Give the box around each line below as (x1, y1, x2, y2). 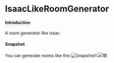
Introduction (5, 19, 30, 25)
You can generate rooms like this (5, 52, 71, 58)
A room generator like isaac (5, 30, 60, 36)
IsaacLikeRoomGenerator (5, 3, 109, 14)
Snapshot (5, 41, 25, 47)
